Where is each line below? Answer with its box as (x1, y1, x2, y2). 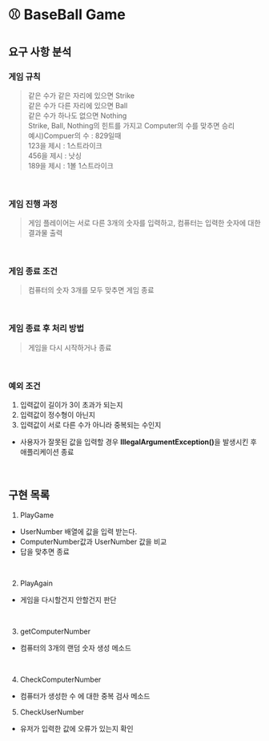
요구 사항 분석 (8, 45, 72, 59)
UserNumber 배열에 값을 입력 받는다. (19, 526, 138, 537)
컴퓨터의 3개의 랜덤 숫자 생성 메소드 (19, 642, 132, 653)
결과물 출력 (27, 229, 63, 238)
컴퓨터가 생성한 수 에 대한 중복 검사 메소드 (19, 690, 151, 701)
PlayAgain (19, 578, 54, 588)
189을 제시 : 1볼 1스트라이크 (27, 160, 114, 170)
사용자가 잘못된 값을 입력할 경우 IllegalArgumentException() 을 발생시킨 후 (19, 437, 258, 447)
